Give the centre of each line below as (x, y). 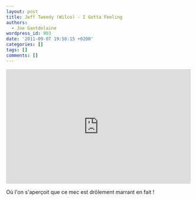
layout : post (22, 11)
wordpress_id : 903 (29, 34)
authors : (17, 22)
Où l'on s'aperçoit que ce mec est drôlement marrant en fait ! (80, 192)
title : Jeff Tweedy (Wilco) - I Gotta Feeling (64, 17)
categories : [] (25, 45)
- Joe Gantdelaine (34, 28)
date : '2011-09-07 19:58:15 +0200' (50, 39)
